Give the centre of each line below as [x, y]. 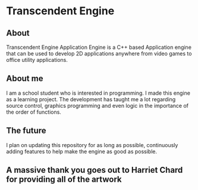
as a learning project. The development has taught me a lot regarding [91, 99]
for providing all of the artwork [64, 180]
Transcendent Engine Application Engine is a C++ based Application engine [99, 47]
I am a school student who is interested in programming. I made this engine [98, 93]
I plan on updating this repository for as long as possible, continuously [92, 145]
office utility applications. [37, 60]
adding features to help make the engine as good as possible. [82, 151]
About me [25, 79]
